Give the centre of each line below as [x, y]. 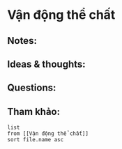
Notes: [22, 41]
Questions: [32, 88]
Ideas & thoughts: [46, 64]
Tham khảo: [34, 111]
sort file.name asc [36, 140]
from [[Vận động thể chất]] [48, 134]
